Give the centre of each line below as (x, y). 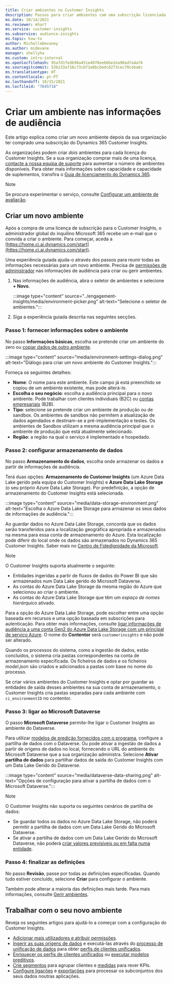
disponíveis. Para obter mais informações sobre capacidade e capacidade (84, 169)
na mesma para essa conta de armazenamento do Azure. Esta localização (83, 535)
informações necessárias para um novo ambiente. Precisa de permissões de (86, 266)
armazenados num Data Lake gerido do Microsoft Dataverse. (77, 581)
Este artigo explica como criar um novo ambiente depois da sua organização (86, 137)
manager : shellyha (25, 53)
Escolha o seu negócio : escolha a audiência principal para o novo (82, 393)
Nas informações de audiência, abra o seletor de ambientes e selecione (88, 281)
